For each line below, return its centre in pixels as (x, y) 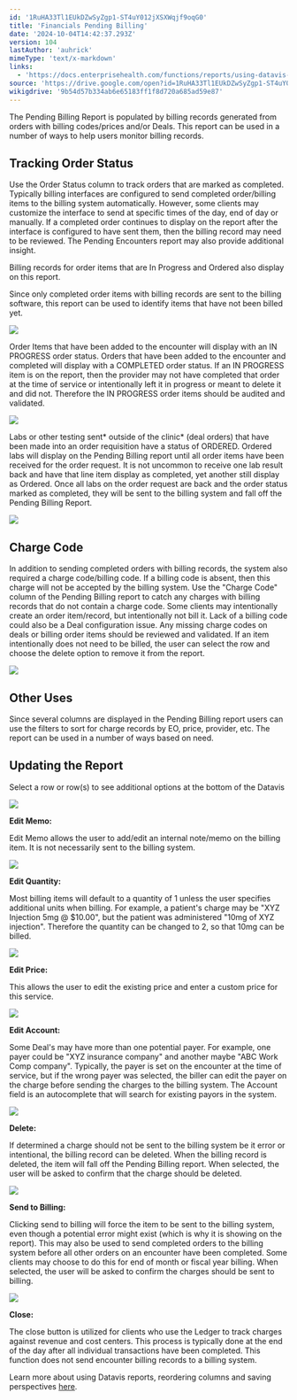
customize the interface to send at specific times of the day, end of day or (144, 213)
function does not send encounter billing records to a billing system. (133, 1359)
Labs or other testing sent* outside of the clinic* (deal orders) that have (139, 437)
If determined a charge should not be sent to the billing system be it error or (147, 1145)
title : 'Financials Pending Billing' (79, 26)
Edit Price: (29, 970)
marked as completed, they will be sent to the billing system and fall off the (146, 493)
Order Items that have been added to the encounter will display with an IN (143, 347)
